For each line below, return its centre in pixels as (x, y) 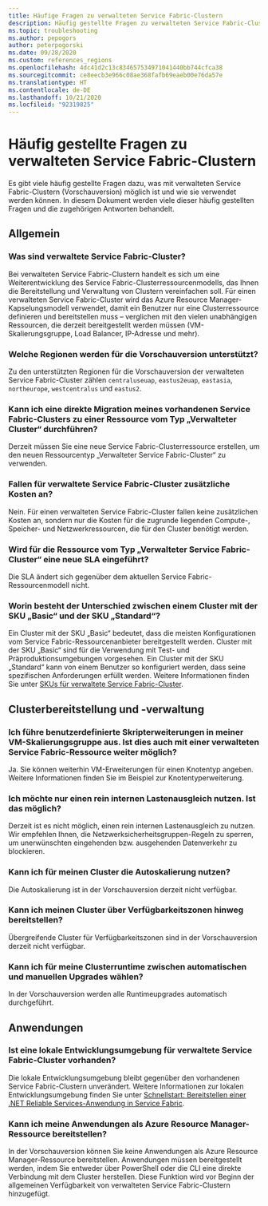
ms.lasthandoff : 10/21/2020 (55, 97)
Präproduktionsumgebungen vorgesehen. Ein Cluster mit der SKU (116, 659)
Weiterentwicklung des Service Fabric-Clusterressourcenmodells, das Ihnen (134, 282)
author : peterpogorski (46, 46)
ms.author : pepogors (43, 38)
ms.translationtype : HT (48, 82)
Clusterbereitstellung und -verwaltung (106, 709)
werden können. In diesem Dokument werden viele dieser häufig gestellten (131, 200)
